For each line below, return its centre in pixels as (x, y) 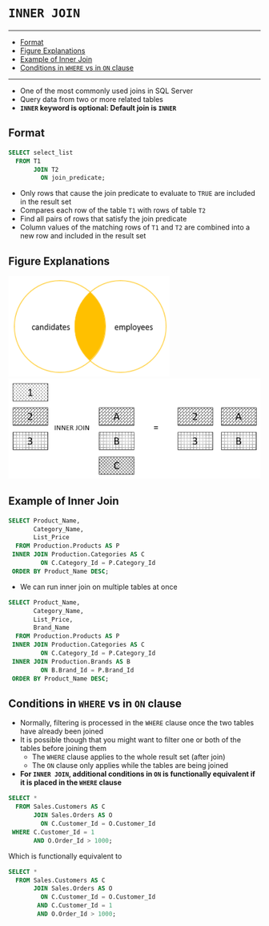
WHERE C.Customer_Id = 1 (53, 832)
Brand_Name (51, 628)
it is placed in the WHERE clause (70, 782)
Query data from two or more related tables (92, 99)
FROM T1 (28, 161)
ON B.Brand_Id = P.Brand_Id (87, 670)
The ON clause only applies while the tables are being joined (130, 766)
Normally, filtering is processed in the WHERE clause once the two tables (137, 723)
